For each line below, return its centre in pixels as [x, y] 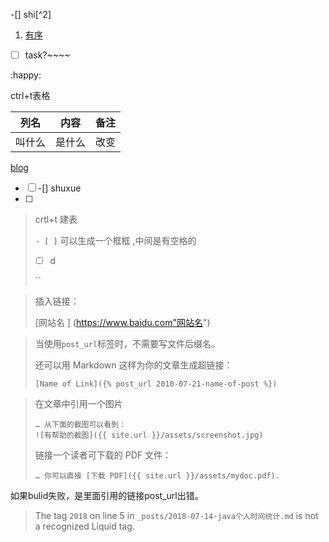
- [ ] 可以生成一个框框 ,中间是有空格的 [115, 241]
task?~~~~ [47, 55]
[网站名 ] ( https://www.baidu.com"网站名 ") [122, 323]
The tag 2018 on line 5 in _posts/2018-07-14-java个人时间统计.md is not [176, 516]
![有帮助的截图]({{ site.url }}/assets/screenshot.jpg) [149, 435]
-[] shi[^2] [31, 14]
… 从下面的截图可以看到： [80, 425]
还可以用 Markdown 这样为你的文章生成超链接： [133, 365]
